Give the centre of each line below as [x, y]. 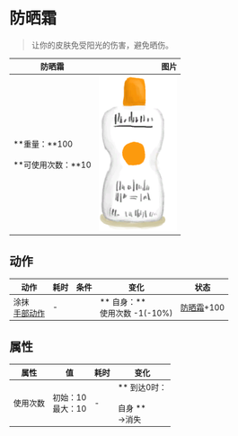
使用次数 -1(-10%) [137, 313]
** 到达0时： [143, 387]
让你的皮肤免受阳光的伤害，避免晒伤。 [102, 45]
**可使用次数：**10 [52, 165]
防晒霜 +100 [203, 307]
